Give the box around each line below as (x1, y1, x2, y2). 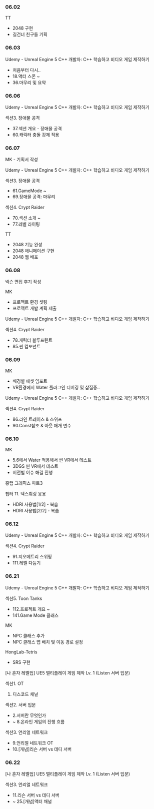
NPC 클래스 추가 (12, 632, 45, 638)
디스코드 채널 (12, 691, 38, 697)
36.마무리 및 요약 (12, 79, 46, 86)
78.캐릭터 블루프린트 (12, 337, 52, 343)
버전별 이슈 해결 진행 (12, 469, 53, 476)
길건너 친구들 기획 (12, 32, 47, 38)
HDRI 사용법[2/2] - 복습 (12, 508, 59, 514)
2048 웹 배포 (12, 254, 38, 260)
